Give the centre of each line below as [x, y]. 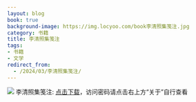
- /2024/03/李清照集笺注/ [47, 71]
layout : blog [26, 13]
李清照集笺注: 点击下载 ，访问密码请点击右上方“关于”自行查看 [102, 92]
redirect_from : [29, 65]
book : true [23, 20]
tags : [15, 45]
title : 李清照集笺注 [33, 39]
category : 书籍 [28, 33]
